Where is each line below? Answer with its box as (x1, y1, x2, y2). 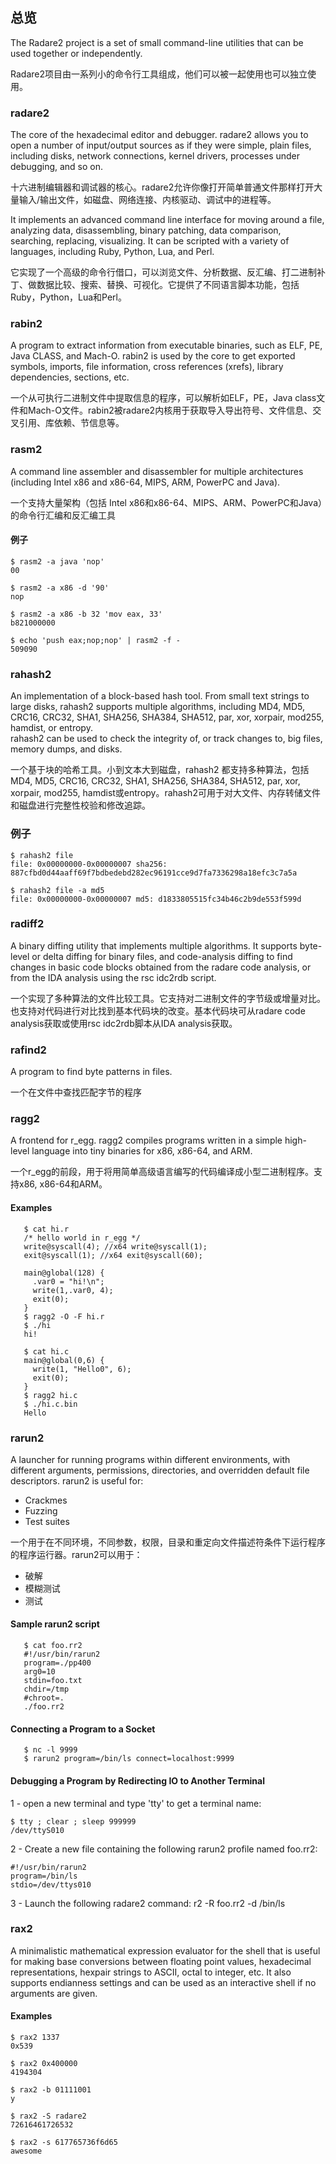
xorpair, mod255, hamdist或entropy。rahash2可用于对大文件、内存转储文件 (10, 787, 321, 799)
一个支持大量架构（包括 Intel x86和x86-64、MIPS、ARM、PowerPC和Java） (10, 496, 323, 508)
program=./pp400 (23, 1658, 92, 1668)
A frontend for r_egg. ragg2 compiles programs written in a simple (10, 1134, 283, 1147)
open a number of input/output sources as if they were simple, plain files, (10, 139, 312, 152)
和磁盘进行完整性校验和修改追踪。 (10, 799, 151, 812)
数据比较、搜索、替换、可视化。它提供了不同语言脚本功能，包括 (36, 279, 300, 291)
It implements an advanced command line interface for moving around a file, (10, 214, 325, 226)
